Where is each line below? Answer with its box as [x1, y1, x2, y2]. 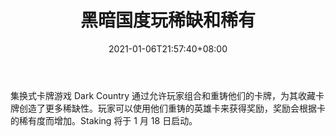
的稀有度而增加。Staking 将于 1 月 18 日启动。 [10, 114, 198, 126]
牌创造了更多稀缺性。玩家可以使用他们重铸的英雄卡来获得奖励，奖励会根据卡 [10, 102, 326, 114]
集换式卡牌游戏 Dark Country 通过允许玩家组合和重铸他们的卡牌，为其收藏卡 [10, 89, 325, 101]
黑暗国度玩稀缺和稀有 [79, 9, 256, 32]
